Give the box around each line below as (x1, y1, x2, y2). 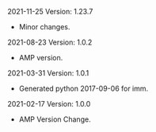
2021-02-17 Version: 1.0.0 (7, 99, 91, 108)
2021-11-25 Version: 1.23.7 (7, 7, 93, 16)
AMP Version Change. (18, 115, 92, 124)
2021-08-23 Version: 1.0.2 (7, 37, 93, 47)
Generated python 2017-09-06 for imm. (18, 83, 149, 93)
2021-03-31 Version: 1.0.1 (7, 68, 89, 78)
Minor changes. (18, 22, 70, 31)
